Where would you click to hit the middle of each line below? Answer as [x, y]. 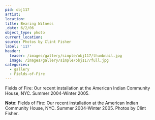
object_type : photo [25, 33]
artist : [13, 14]
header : [13, 51]
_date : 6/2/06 [20, 28]
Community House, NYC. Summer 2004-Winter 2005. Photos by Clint [76, 108]
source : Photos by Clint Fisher [38, 42]
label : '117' [18, 46]
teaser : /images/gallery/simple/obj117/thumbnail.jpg [66, 56]
